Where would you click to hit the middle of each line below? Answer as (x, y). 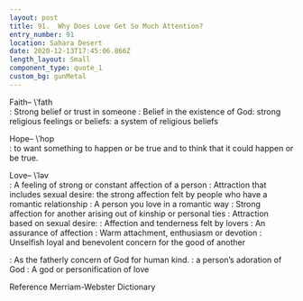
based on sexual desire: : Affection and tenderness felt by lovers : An (138, 223)
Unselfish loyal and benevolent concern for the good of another (128, 242)
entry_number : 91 (42, 34)
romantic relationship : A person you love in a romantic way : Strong (135, 204)
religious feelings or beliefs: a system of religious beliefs (114, 121)
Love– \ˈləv (29, 175)
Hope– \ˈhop (32, 138)
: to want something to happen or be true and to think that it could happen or (151, 148)
